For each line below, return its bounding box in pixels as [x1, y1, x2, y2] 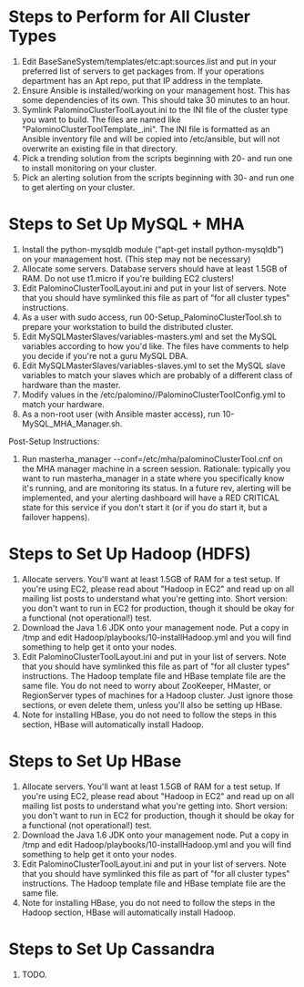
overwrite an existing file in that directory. [21, 143, 178, 154]
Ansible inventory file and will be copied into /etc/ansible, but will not [21, 133, 280, 144]
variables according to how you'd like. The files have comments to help [21, 340, 289, 352]
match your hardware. [21, 398, 106, 409]
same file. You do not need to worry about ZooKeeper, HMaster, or [21, 680, 272, 691]
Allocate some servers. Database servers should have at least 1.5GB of [21, 262, 288, 274]
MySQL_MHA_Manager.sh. [21, 417, 123, 429]
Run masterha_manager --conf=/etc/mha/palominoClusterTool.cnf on [21, 453, 283, 464]
